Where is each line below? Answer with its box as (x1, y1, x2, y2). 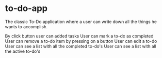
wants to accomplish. (5, 23, 48, 29)
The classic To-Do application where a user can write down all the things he (5, 19, 157, 24)
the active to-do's (5, 48, 41, 54)
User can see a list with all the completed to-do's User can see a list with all (5, 43, 156, 49)
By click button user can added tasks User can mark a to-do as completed (5, 33, 154, 39)
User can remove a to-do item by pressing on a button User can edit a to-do (5, 38, 157, 44)
